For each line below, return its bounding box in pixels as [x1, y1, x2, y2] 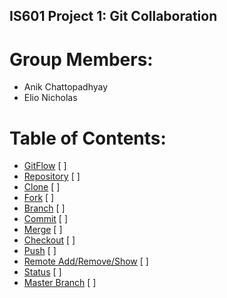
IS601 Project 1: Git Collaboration [9, 8, 218, 25]
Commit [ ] [23, 213, 69, 225]
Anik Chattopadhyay [23, 81, 109, 93]
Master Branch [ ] [23, 277, 97, 289]
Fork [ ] [23, 192, 55, 204]
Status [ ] [23, 266, 62, 278]
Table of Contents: [9, 127, 167, 149]
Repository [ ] [23, 170, 81, 183]
